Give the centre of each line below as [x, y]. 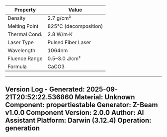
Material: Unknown [105, 97]
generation [23, 128]
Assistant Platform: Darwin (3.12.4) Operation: [78, 120]
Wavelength [22, 50]
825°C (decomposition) [75, 26]
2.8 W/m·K [60, 34]
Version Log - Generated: [45, 90]
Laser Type [21, 42]
